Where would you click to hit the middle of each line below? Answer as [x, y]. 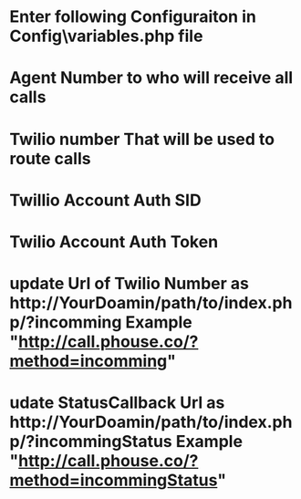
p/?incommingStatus [91, 442]
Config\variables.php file [106, 36]
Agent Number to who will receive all [151, 78]
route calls [50, 158]
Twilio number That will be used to [142, 139]
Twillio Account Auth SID [106, 200]
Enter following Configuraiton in [133, 17]
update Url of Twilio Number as [129, 284]
